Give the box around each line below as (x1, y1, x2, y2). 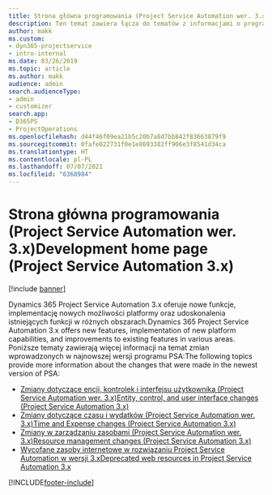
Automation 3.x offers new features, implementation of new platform (8, 325, 236, 335)
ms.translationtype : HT (8, 148, 89, 156)
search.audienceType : (8, 87, 82, 96)
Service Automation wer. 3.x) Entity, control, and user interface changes (19, 393, 259, 402)
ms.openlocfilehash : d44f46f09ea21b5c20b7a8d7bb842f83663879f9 (8, 132, 227, 140)
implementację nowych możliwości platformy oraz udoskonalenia (8, 308, 226, 317)
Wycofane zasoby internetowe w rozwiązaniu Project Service (19, 444, 225, 454)
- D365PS (8, 118, 38, 126)
